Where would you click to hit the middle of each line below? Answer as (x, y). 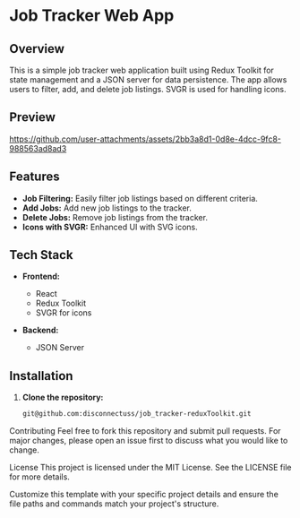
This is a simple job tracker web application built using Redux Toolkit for (142, 70)
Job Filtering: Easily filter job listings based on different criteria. (140, 198)
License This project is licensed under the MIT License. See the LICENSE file (150, 468)
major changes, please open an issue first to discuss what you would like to (149, 441)
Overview (37, 49)
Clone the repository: (63, 397)
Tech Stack (41, 255)
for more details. (39, 477)
